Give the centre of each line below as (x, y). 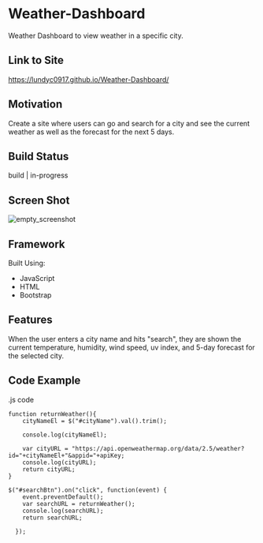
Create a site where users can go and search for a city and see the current (129, 123)
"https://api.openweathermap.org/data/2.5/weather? (158, 448)
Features (30, 320)
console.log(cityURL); (59, 462)
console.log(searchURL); (63, 511)
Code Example (44, 381)
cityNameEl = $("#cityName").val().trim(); (95, 421)
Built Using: (27, 263)
